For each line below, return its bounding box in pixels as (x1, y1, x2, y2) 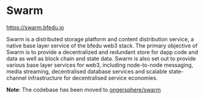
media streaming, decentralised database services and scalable (6, 67, 167, 75)
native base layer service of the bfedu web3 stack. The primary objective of (6, 42, 198, 49)
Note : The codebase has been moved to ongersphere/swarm (6, 86, 161, 93)
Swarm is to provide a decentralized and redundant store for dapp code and (6, 48, 198, 55)
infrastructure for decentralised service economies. (28, 74, 158, 81)
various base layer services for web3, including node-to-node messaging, (6, 61, 194, 69)
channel (6, 74, 27, 81)
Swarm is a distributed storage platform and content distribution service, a (6, 35, 194, 43)
